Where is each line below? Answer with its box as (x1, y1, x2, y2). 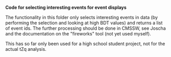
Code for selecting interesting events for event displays (5, 5, 127, 10)
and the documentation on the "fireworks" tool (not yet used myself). (5, 31, 151, 36)
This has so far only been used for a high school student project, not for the (5, 41, 165, 47)
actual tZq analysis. (5, 46, 47, 52)
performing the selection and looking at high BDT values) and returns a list (5, 20, 163, 26)
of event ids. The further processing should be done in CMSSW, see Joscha (5, 25, 166, 31)
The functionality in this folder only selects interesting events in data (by (5, 14, 158, 20)
